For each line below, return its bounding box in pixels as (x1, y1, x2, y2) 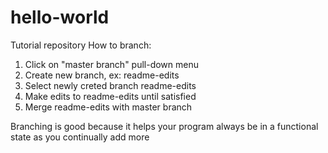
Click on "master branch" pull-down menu (24, 58, 200, 70)
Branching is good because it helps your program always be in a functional (10, 120, 319, 132)
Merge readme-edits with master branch (24, 101, 193, 113)
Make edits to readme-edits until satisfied (24, 90, 197, 102)
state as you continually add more (10, 131, 150, 143)
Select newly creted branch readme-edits (24, 79, 197, 91)
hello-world (10, 6, 110, 29)
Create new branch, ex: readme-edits (24, 69, 180, 81)
